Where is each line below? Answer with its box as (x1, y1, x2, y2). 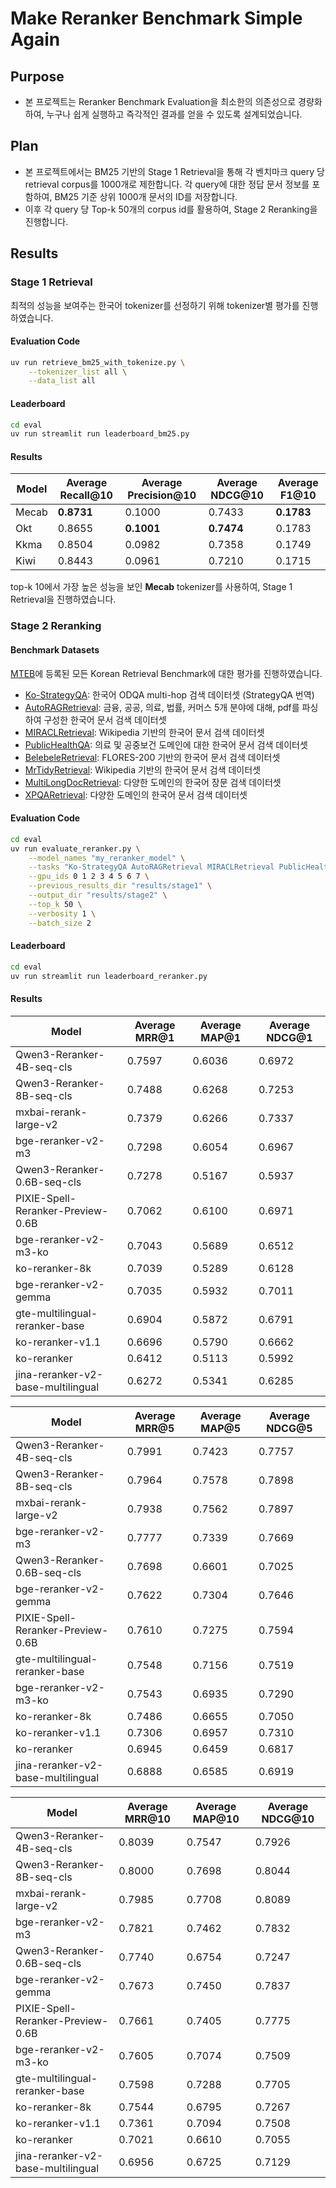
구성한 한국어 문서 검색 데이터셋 (43, 713, 167, 726)
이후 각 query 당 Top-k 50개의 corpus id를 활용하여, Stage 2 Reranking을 (24, 203, 318, 215)
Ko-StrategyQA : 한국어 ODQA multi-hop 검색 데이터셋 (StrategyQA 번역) (24, 688, 315, 701)
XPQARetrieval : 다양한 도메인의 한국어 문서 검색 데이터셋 (24, 788, 248, 801)
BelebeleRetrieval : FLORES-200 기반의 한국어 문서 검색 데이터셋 (24, 751, 281, 763)
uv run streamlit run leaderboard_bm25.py (10, 429, 190, 439)
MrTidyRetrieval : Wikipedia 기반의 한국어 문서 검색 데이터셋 (24, 763, 262, 776)
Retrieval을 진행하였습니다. (10, 593, 117, 606)
